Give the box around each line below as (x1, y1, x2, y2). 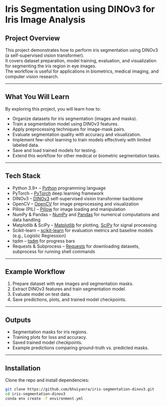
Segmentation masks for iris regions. (12, 329, 88, 335)
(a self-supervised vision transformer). (5, 52, 84, 58)
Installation (5, 364, 41, 372)
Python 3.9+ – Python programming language (12, 185, 106, 191)
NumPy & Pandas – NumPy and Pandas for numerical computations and (12, 211, 160, 217)
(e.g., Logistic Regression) (12, 233, 66, 239)
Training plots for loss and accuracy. (12, 334, 87, 340)
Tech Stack (5, 172, 41, 180)
